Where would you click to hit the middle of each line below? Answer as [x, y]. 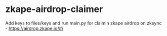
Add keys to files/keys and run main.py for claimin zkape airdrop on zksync [83, 23]
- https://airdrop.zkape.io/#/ [34, 28]
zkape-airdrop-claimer [54, 9]
